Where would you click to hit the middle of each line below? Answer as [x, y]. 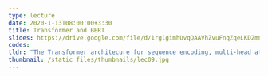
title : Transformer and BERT [57, 30]
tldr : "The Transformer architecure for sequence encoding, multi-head [130, 52]
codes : [19, 45]
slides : [21, 38]
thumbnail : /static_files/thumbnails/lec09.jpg [89, 60]
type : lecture [32, 15]
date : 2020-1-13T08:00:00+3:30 [60, 23]
